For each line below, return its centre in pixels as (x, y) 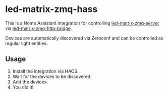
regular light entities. (26, 43)
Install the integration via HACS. (45, 71)
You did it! (23, 87)
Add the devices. (30, 81)
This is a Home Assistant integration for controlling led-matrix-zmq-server (82, 23)
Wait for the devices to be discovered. (52, 76)
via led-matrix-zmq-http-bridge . (39, 28)
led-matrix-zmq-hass (51, 9)
